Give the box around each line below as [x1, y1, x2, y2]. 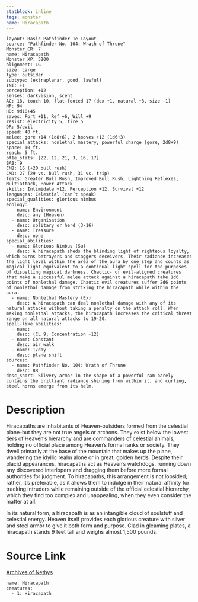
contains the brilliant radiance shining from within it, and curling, [6, 378, 187, 384]
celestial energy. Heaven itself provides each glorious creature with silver [6, 516, 186, 523]
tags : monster [6, 14, 41, 20]
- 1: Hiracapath [11, 591, 52, 597]
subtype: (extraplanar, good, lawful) [6, 78, 102, 84]
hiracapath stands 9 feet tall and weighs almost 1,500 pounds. [6, 529, 158, 536]
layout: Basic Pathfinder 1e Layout [6, 36, 97, 42]
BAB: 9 [6, 161, 23, 166]
